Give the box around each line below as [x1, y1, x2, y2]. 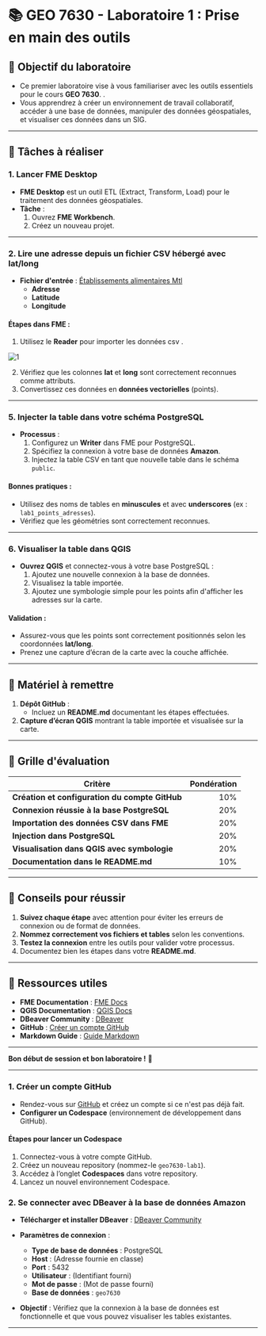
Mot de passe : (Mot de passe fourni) [31, 1280, 154, 1289]
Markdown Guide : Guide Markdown [19, 1032, 140, 1041]
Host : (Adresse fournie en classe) [31, 1254, 144, 1264]
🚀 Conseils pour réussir [8, 891, 126, 905]
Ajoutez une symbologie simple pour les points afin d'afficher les [31, 586, 244, 595]
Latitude [31, 293, 60, 302]
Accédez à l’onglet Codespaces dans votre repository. [19, 1169, 198, 1178]
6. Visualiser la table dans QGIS [8, 543, 131, 554]
